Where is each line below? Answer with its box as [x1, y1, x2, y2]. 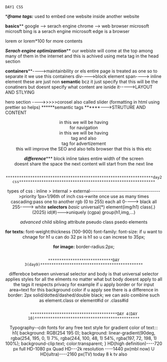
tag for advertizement [61, 140, 106, 146]
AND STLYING [5, 89, 35, 95]
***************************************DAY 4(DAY [30, 311, 138, 316]
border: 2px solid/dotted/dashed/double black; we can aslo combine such [7, 292, 160, 298]
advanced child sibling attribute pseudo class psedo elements [19, 219, 148, 225]
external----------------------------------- [73, 188, 161, 194]
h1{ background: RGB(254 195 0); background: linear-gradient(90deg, [12, 330, 156, 335]
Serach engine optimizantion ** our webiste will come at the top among [5, 48, 153, 53]
